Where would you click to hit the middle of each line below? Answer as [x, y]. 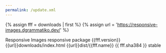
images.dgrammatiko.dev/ [33, 30]
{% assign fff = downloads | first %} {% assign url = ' [61, 24]
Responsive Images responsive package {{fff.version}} [63, 40]
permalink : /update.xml [31, 10]
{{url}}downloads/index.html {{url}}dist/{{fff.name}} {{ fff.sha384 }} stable [83, 45]
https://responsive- [137, 24]
